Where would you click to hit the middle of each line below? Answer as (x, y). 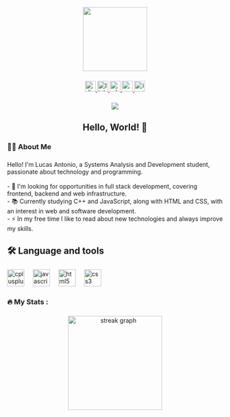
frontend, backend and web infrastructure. (67, 193)
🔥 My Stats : (28, 302)
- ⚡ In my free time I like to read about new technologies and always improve (115, 219)
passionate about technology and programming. (75, 172)
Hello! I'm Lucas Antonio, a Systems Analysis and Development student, (108, 165)
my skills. (20, 229)
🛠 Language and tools (56, 251)
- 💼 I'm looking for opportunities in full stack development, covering (102, 187)
